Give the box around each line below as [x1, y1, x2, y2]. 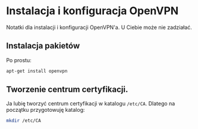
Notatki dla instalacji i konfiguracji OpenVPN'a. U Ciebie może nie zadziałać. [6, 24, 192, 31]
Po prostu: [6, 56, 32, 63]
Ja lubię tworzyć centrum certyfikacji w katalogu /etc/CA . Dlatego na [6, 100, 175, 107]
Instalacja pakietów [6, 41, 80, 51]
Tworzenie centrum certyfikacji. [6, 85, 128, 95]
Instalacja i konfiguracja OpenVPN [6, 4, 179, 18]
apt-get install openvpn [6, 68, 68, 74]
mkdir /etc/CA [6, 118, 42, 124]
